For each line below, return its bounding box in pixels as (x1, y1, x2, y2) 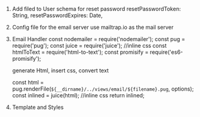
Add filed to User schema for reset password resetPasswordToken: (12, 6, 181, 12)
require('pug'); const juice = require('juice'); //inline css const (12, 42, 167, 49)
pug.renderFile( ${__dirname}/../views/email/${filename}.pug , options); (12, 85, 194, 92)
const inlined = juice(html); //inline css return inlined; (12, 92, 145, 99)
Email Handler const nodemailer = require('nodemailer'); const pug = (12, 36, 185, 42)
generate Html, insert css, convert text (12, 67, 109, 74)
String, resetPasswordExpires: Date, (12, 12, 103, 19)
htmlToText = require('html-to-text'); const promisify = (12, 48, 149, 56)
